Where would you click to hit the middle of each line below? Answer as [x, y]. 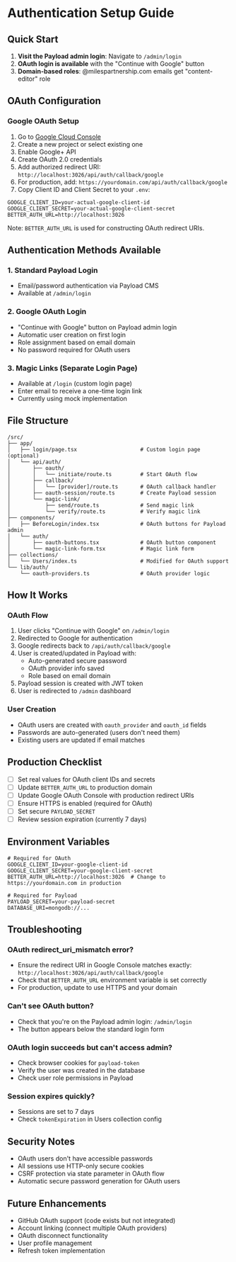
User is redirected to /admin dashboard [74, 691]
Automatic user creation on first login [71, 334]
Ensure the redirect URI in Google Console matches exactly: [105, 965]
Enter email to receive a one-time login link [80, 390]
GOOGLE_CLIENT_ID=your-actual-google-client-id [79, 202]
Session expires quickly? [51, 1096]
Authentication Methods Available [84, 250]
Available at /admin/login [54, 293]
